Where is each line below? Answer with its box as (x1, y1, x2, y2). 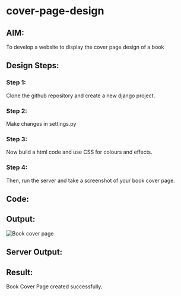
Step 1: (6, 78, 26, 87)
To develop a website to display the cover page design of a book (6, 43, 164, 50)
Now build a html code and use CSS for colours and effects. (6, 148, 153, 155)
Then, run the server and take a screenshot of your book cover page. (6, 177, 175, 184)
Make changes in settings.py (6, 120, 77, 127)
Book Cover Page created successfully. (6, 283, 103, 290)
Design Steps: (6, 61, 59, 71)
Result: (6, 267, 33, 277)
